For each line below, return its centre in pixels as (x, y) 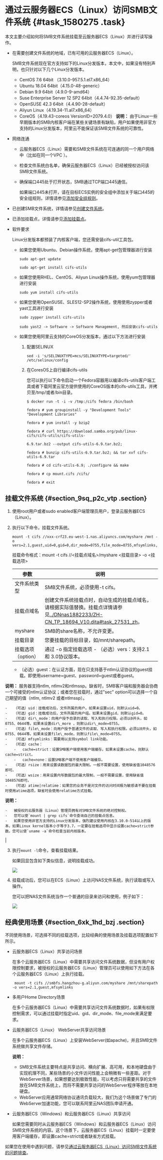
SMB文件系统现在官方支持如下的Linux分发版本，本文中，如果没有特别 (82, 63)
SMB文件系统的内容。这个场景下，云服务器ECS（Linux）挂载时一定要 (81, 1130)
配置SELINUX (40, 347)
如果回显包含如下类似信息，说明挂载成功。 (55, 861)
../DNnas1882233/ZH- (76, 615)
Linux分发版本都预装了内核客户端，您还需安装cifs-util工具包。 (74, 239)
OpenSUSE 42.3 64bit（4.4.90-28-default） (64, 104)
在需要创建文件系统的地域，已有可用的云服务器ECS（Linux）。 (74, 53)
